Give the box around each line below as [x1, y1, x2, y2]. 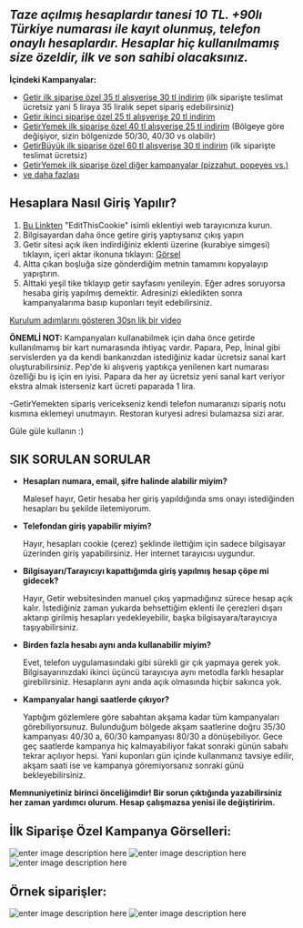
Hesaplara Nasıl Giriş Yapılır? [9, 196, 177, 211]
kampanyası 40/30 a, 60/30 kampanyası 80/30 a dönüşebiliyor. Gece [22, 731, 284, 742]
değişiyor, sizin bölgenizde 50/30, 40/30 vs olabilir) [22, 130, 217, 141]
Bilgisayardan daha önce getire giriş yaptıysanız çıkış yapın [22, 229, 244, 240]
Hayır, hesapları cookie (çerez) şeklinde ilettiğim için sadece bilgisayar [22, 539, 287, 550]
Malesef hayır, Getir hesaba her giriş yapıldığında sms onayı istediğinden [22, 493, 295, 504]
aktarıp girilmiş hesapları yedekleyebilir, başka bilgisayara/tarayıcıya [22, 612, 278, 623]
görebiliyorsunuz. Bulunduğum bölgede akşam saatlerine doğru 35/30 [22, 721, 286, 732]
